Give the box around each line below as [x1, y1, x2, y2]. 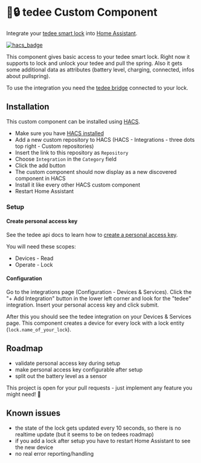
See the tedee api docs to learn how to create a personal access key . [6, 231, 178, 238]
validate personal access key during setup [14, 359, 121, 367]
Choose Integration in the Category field [14, 155, 116, 162]
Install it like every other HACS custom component [14, 181, 141, 188]
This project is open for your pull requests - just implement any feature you [6, 384, 193, 391]
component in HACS [14, 175, 66, 182]
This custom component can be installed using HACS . [6, 118, 141, 125]
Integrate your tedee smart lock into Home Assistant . [6, 29, 138, 37]
